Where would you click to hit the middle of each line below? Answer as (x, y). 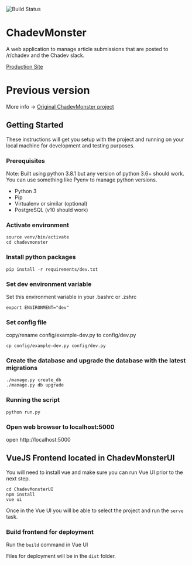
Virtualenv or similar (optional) (51, 203)
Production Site (25, 66)
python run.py (23, 412)
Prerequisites (25, 160)
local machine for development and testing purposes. (71, 145)
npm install (20, 494)
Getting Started (35, 125)
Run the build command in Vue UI (47, 545)
